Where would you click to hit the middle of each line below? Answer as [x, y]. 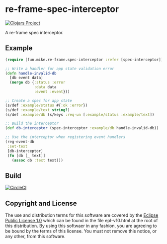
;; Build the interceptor [32, 123]
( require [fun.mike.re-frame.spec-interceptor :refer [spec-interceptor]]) [85, 60]
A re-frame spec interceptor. [34, 32]
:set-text [17, 146]
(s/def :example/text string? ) [38, 110]
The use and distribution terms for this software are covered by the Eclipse [82, 215]
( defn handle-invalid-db [31, 73]
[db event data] [26, 78]
